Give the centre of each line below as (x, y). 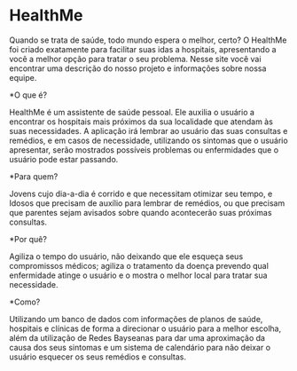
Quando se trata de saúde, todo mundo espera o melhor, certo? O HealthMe (148, 40)
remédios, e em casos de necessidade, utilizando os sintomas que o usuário (148, 140)
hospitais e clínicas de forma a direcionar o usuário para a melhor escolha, (145, 328)
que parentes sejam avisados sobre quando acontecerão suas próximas (141, 212)
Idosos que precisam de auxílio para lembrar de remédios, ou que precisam (147, 203)
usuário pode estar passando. (64, 159)
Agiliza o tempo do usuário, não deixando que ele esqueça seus (126, 256)
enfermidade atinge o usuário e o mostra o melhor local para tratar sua (138, 275)
